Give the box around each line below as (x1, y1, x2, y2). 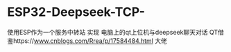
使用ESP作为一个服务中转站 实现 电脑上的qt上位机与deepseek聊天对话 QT (7, 28, 219, 36)
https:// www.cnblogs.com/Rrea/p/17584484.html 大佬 (12, 36, 168, 45)
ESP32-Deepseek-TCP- (7, 4, 146, 20)
